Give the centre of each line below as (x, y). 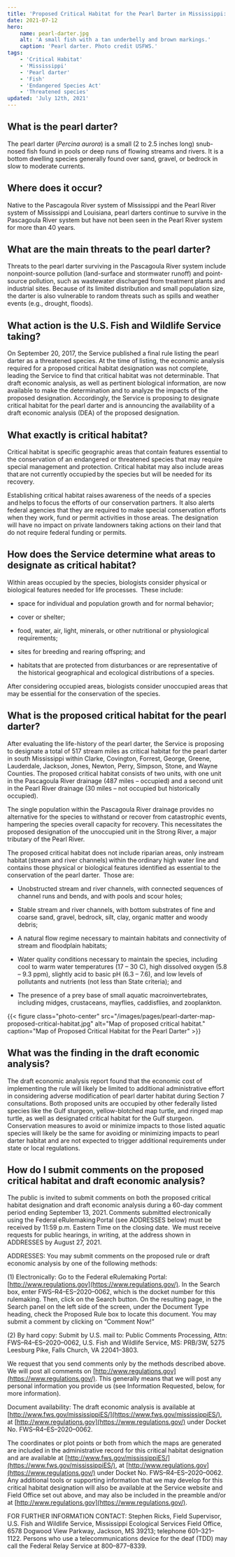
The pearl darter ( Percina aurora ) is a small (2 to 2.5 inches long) (101, 144)
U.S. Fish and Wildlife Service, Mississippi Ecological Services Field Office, (115, 1524)
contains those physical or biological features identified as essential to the (114, 867)
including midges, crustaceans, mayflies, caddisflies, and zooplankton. (120, 1002)
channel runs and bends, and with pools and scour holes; (100, 896)
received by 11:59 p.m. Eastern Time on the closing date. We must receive (114, 1228)
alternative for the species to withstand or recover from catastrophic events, (117, 817)
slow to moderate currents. (46, 166)
